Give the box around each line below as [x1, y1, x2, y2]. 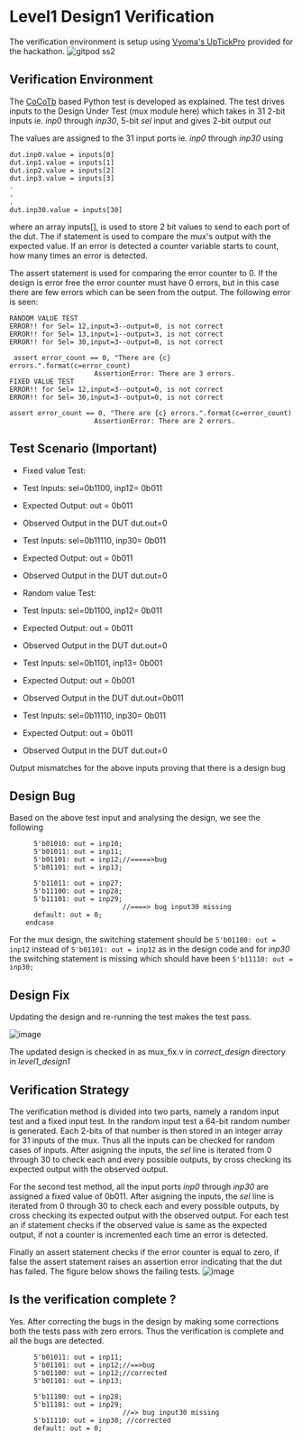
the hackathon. [9, 45, 66, 56]
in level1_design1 [9, 1056, 70, 1067]
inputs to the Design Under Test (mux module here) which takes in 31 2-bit [9, 106, 286, 116]
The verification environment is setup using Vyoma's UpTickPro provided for [9, 36, 294, 47]
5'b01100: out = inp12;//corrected [32, 1368, 168, 1378]
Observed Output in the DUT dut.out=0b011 [22, 693, 184, 703]
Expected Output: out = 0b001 [22, 674, 135, 685]
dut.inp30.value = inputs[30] [9, 205, 124, 214]
